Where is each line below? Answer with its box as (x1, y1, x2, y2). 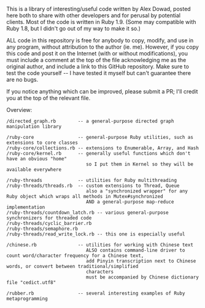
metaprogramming (6, 296, 48, 302)
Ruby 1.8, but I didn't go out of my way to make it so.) (6, 25, 141, 32)
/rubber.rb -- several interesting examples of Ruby (6, 290, 185, 296)
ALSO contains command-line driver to (85, 247, 185, 253)
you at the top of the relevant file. (6, 95, 91, 101)
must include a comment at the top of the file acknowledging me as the (6, 57, 187, 63)
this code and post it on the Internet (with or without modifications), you (6, 50, 188, 57)
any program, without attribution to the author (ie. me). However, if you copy (6, 43, 199, 50)
